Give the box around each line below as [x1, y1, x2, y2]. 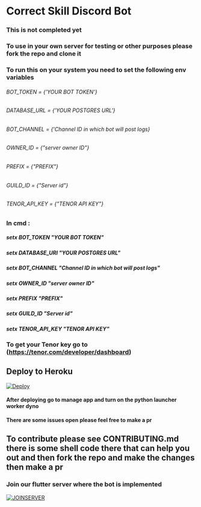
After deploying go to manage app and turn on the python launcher [6, 396, 177, 403]
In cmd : [6, 219, 30, 227]
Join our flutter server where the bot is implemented [6, 480, 162, 489]
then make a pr [6, 462, 63, 473]
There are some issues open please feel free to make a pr [6, 417, 152, 424]
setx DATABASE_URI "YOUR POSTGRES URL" [6, 249, 121, 256]
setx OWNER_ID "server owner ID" [6, 279, 94, 287]
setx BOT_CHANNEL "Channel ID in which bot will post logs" [6, 264, 161, 272]
